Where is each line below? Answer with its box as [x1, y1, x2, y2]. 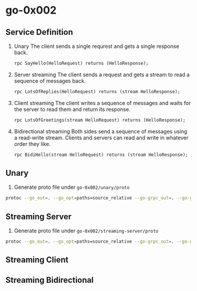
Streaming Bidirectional [5, 275, 94, 285]
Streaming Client [5, 255, 69, 265]
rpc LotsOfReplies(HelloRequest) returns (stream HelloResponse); [14, 89, 181, 94]
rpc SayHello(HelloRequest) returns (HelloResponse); [14, 60, 149, 66]
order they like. [14, 140, 51, 148]
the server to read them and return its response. [14, 106, 131, 113]
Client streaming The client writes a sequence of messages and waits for [14, 99, 191, 106]
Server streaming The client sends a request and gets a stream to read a [14, 71, 190, 78]
